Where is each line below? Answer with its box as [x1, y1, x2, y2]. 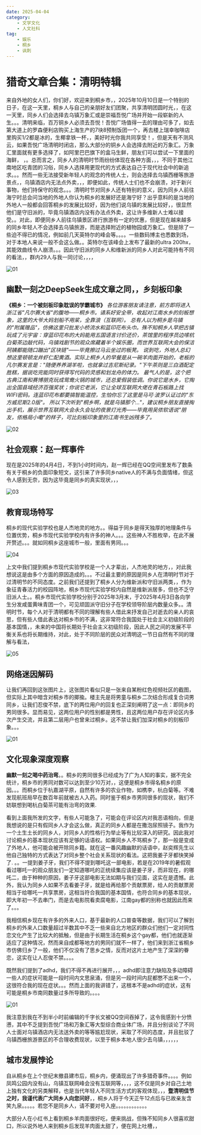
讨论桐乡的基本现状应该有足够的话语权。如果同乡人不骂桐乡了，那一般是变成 [6, 836, 194, 843]
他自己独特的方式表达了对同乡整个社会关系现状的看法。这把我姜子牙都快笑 [6, 851, 189, 858]
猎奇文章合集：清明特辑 [6, 75, 122, 89]
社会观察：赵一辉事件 [6, 444, 85, 454]
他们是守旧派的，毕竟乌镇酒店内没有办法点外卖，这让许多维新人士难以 [6, 208, 179, 216]
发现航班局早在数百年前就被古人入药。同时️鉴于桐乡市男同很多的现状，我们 [6, 794, 189, 801]
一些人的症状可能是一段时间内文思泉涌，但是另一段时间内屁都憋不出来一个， [6, 974, 194, 981]
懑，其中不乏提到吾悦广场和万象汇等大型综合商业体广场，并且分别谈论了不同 [6, 1021, 194, 1028]
